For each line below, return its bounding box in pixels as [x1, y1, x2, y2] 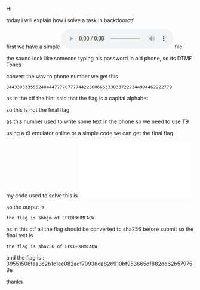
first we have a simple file [6, 43, 183, 50]
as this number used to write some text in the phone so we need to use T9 [6, 118, 189, 125]
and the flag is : [6, 254, 45, 261]
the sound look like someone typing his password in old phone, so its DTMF [6, 55, 192, 62]
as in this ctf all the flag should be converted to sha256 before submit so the [6, 225, 194, 233]
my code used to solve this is [6, 192, 78, 199]
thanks [6, 278, 23, 285]
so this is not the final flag [6, 106, 70, 113]
